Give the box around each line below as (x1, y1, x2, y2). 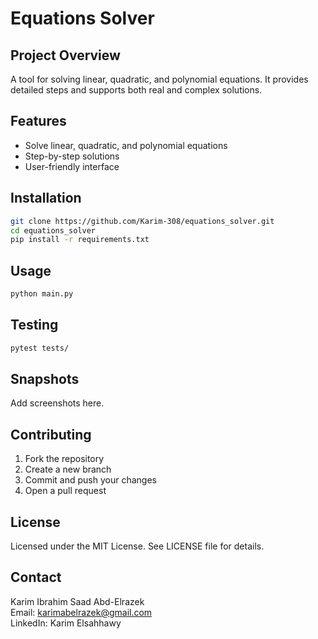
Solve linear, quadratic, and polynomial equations (24, 139, 228, 151)
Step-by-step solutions (24, 150, 120, 162)
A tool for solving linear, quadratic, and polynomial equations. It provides (10, 73, 309, 85)
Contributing (10, 426, 92, 443)
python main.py (10, 289, 74, 299)
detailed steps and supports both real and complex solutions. (10, 84, 263, 96)
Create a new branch (24, 463, 112, 476)
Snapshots (10, 371, 80, 388)
